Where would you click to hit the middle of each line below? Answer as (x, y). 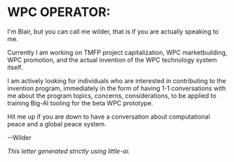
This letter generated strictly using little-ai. (69, 151)
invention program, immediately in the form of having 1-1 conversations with (117, 88)
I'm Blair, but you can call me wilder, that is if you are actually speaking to (113, 31)
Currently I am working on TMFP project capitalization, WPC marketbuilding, (117, 52)
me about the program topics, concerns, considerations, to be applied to (112, 96)
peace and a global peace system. (57, 124)
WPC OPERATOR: (59, 12)
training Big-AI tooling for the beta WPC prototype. (80, 103)
